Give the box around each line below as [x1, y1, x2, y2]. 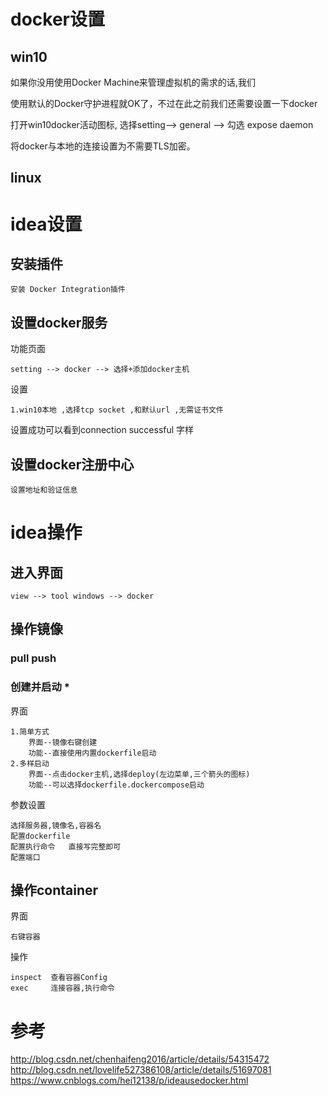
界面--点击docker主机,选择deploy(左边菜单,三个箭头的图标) [28, 769, 251, 779]
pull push [10, 651, 57, 665]
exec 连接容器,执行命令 [10, 983, 115, 994]
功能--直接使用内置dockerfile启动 [28, 748, 157, 758]
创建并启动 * [10, 680, 70, 694]
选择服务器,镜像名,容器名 [10, 820, 102, 830]
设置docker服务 [10, 314, 108, 331]
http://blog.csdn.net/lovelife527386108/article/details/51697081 [10, 1064, 272, 1076]
